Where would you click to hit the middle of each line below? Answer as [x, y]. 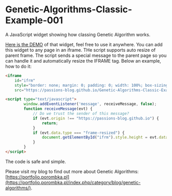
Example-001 [34, 20]
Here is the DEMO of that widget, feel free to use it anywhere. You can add [84, 44]
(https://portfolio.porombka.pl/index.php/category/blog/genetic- [73, 182]
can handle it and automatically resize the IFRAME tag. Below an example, [83, 61]
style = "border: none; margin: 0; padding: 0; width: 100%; [79, 85]
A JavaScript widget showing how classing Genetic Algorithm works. [78, 34]
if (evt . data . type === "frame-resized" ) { [79, 133]
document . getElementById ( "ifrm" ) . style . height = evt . [100, 138]
